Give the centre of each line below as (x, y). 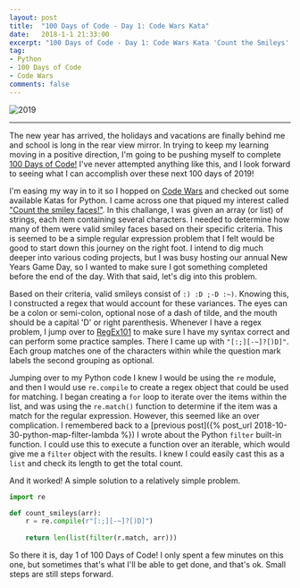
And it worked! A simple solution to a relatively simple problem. (125, 481)
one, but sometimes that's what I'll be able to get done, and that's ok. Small (148, 564)
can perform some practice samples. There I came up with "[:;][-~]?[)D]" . (149, 341)
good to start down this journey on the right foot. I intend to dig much (136, 248)
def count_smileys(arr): (55, 513)
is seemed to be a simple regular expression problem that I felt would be (142, 238)
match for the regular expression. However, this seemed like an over (135, 415)
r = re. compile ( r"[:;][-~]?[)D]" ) (89, 521)
